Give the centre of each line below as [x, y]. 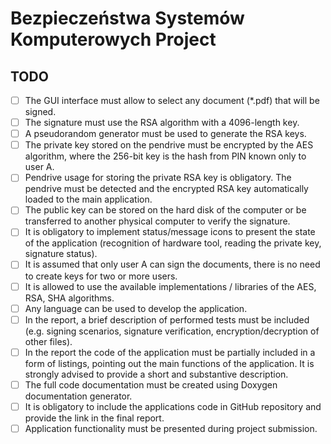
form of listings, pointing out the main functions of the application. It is [169, 363]
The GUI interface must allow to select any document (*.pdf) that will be [172, 100]
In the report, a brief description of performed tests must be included [167, 319]
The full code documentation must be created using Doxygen [151, 384]
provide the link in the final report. [94, 418]
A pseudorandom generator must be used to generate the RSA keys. [165, 134]
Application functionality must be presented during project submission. [171, 428]
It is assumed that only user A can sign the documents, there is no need [172, 264]
